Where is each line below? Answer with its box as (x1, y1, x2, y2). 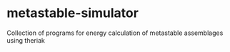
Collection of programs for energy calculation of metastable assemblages (6, 28, 224, 37)
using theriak (6, 36, 46, 44)
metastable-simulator (6, 5, 139, 21)
